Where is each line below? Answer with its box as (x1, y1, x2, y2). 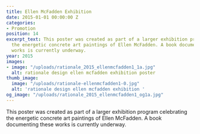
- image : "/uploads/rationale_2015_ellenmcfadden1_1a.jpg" (6, 64, 156, 70)
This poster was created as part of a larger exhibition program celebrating (6, 108, 187, 115)
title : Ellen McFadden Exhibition (6, 8, 92, 15)
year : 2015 (6, 53, 33, 59)
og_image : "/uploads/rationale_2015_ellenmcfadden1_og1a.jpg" (6, 92, 164, 98)
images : (6, 58, 26, 64)
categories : (6, 20, 36, 26)
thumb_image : (6, 75, 39, 81)
